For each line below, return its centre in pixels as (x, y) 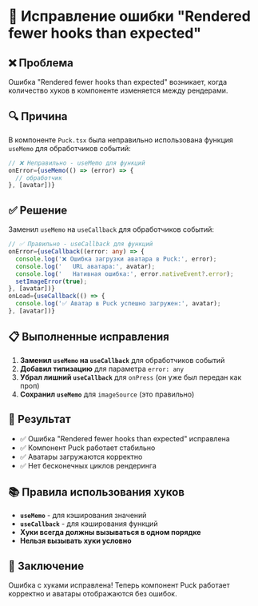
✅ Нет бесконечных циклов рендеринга (88, 465)
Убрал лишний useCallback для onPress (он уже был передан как (131, 377)
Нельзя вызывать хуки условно (75, 541)
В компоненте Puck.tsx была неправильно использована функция (121, 140)
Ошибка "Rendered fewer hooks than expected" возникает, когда (118, 82)
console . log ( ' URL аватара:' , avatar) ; (85, 266)
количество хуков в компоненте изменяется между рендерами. (118, 90)
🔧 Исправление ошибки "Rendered (130, 16)
